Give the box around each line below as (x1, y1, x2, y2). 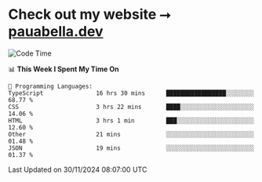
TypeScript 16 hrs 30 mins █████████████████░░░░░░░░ (8, 89, 255, 97)
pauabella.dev (8, 23, 104, 41)
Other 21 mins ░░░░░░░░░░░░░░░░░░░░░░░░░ (8, 130, 255, 138)
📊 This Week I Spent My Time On (8, 64, 119, 74)
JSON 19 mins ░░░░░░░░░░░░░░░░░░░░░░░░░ (8, 144, 255, 152)
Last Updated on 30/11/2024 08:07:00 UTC (8, 165, 147, 174)
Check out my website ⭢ (8, 5, 171, 24)
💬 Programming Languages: (8, 82, 93, 90)
